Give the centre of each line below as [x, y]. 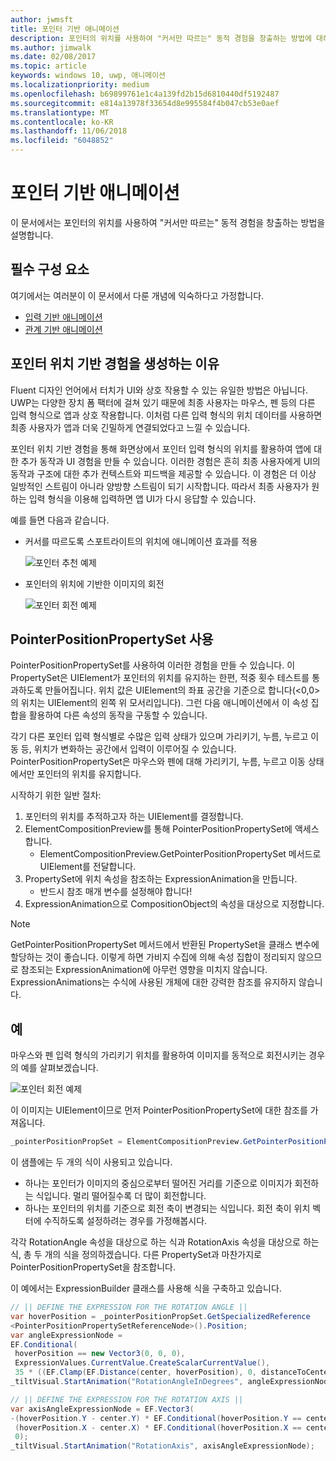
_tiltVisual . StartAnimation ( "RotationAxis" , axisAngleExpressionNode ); [162, 1446]
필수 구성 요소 [50, 269]
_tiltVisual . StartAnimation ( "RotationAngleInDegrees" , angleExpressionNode [171, 1382]
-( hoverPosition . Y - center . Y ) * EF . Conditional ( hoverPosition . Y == [156, 1418]
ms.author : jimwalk [51, 47]
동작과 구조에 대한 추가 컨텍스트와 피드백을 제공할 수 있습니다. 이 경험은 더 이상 [163, 473]
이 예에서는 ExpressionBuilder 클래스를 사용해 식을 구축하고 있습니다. [146, 1288]
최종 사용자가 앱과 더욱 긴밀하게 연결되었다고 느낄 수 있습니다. [130, 427]
